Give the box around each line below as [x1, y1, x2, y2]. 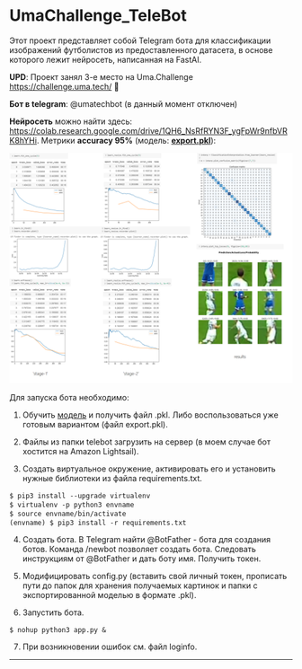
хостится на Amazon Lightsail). [22, 446, 139, 457]
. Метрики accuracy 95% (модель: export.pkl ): [36, 135, 217, 145]
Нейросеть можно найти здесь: [9, 116, 133, 127]
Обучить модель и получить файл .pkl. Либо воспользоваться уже [22, 409, 279, 420]
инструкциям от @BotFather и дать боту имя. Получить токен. [22, 553, 262, 564]
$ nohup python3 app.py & [9, 626, 106, 635]
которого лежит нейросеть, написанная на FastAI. [9, 54, 202, 65]
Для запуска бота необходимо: [9, 392, 129, 403]
